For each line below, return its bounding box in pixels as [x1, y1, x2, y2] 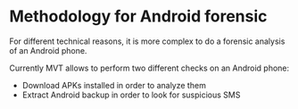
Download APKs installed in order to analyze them [21, 80, 207, 90]
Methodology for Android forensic [9, 6, 268, 27]
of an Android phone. [9, 45, 87, 55]
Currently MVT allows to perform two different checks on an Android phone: [9, 63, 290, 73]
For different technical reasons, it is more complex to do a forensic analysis [9, 36, 286, 46]
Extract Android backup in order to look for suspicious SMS [21, 89, 241, 100]
